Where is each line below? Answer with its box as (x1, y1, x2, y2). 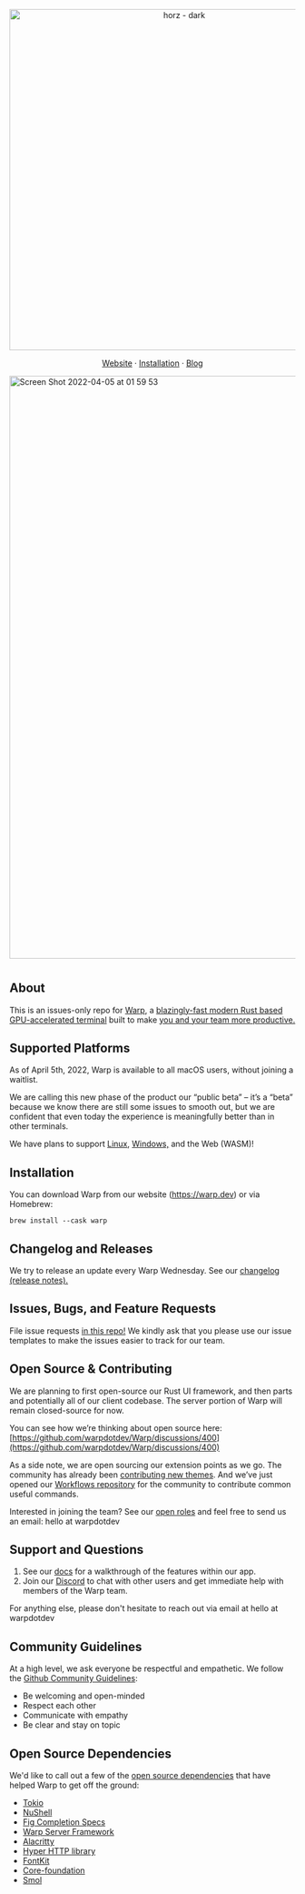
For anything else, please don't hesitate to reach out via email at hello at (9, 1603, 279, 1614)
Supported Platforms (9, 1041, 131, 1055)
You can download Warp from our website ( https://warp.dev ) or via (9, 1189, 261, 1200)
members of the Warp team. (22, 1586, 129, 1597)
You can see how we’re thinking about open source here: (9, 1422, 222, 1433)
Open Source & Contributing (9, 1361, 172, 1377)
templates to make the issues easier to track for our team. (9, 1335, 225, 1345)
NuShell (22, 1807, 53, 1818)
